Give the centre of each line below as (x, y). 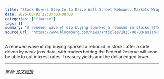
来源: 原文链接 (19, 71)
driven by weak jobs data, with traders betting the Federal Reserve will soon (81, 52)
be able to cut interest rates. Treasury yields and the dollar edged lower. (77, 57)
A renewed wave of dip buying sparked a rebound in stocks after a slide (77, 46)
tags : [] (14, 23)
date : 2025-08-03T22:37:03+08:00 (39, 14)
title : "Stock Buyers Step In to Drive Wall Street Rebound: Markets (77, 10)
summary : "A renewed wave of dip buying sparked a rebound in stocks (77, 28)
